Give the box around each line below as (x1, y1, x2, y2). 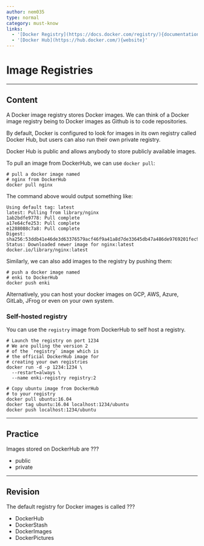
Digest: (6, 230, 26, 237)
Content (6, 95, 38, 105)
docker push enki (6, 280, 50, 286)
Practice (6, 429, 39, 440)
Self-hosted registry (6, 312, 68, 320)
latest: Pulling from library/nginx (6, 209, 99, 216)
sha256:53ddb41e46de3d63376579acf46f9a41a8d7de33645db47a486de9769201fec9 (6, 236, 200, 242)
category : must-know (6, 20, 59, 26)
